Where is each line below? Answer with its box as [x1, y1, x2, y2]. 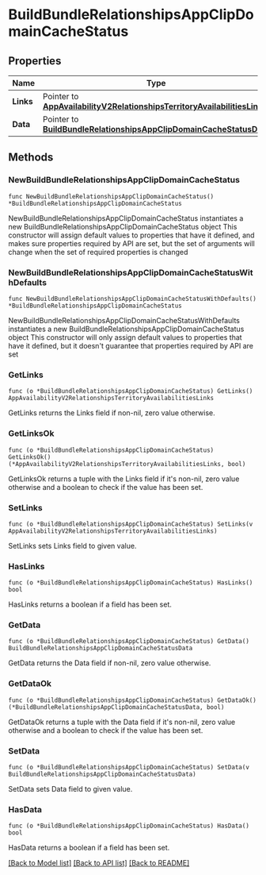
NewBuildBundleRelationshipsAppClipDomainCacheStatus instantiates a [8, 213, 244, 223]
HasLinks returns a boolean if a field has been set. [8, 599, 172, 609]
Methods [8, 151, 54, 164]
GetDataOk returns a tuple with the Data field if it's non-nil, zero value [8, 717, 236, 727]
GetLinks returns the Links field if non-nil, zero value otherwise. [8, 408, 215, 418]
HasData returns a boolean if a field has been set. [8, 843, 170, 853]
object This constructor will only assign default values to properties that [8, 332, 243, 342]
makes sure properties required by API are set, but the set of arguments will [8, 238, 255, 248]
